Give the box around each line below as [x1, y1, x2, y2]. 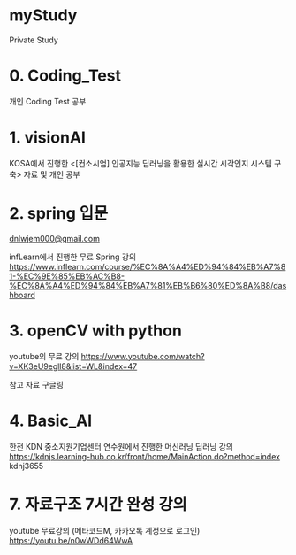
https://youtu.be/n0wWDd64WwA [9, 535, 133, 545]
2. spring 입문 [9, 204, 109, 223]
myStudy [9, 5, 78, 26]
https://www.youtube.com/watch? [80, 351, 205, 361]
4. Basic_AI [9, 411, 93, 430]
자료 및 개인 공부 [23, 169, 81, 180]
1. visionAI [9, 127, 87, 148]
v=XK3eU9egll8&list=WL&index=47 [9, 360, 138, 372]
